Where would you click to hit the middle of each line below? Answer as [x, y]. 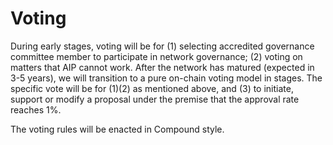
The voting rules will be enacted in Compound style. [117, 129]
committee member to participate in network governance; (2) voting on [156, 56]
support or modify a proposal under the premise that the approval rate [155, 99]
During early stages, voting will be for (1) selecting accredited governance [162, 46]
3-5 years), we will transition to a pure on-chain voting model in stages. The [166, 78]
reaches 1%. [36, 109]
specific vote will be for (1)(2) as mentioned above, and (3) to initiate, [152, 88]
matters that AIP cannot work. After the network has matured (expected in [162, 67]
